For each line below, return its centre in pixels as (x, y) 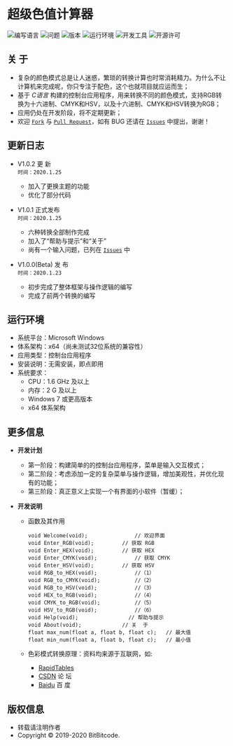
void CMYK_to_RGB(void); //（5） (91, 603)
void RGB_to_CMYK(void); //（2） (91, 581)
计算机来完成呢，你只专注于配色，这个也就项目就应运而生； (103, 86)
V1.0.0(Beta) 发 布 (43, 264)
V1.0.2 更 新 (34, 164)
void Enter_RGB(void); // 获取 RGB (91, 544)
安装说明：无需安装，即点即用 (60, 364)
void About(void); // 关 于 (88, 625)
